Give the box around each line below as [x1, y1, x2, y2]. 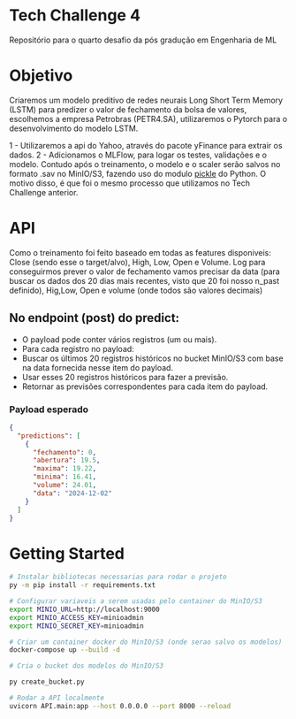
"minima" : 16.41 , [32, 472, 97, 482]
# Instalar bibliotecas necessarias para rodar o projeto [9, 572, 227, 582]
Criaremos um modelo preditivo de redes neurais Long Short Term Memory [9, 95, 284, 105]
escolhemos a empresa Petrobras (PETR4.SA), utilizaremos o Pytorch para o [9, 113, 288, 124]
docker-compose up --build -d [9, 646, 121, 654]
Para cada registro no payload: [21, 343, 134, 354]
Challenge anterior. [9, 187, 79, 197]
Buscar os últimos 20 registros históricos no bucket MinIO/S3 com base [21, 353, 285, 363]
